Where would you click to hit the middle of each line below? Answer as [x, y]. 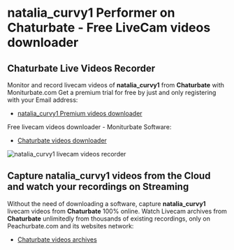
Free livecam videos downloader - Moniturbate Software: [89, 127]
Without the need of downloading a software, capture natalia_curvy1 [107, 203]
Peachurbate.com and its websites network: [71, 226]
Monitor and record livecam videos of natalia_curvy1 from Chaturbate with [116, 85]
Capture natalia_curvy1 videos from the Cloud [109, 176]
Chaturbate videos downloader [62, 140]
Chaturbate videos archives [57, 240]
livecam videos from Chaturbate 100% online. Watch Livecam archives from [117, 211]
